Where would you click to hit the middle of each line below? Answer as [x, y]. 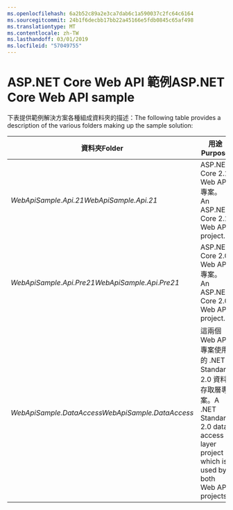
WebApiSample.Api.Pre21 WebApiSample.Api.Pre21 [95, 282]
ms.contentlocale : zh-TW [43, 33]
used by [213, 470]
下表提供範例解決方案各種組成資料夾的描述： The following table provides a [114, 117]
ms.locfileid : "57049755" [44, 46]
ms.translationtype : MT [42, 26]
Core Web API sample [71, 97]
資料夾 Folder [102, 148]
